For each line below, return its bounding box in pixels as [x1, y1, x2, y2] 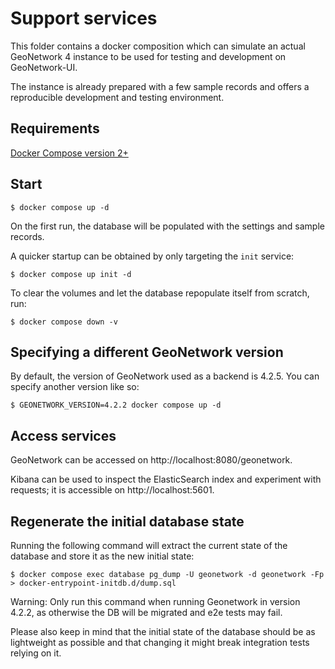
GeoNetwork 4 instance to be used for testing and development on [10, 50, 287, 62]
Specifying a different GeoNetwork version [10, 343, 284, 361]
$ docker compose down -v [10, 317, 118, 327]
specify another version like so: [10, 381, 140, 393]
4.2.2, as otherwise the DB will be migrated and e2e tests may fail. [10, 607, 283, 618]
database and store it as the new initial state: [10, 550, 195, 562]
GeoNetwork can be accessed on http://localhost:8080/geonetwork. [10, 454, 293, 466]
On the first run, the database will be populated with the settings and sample [10, 220, 325, 232]
